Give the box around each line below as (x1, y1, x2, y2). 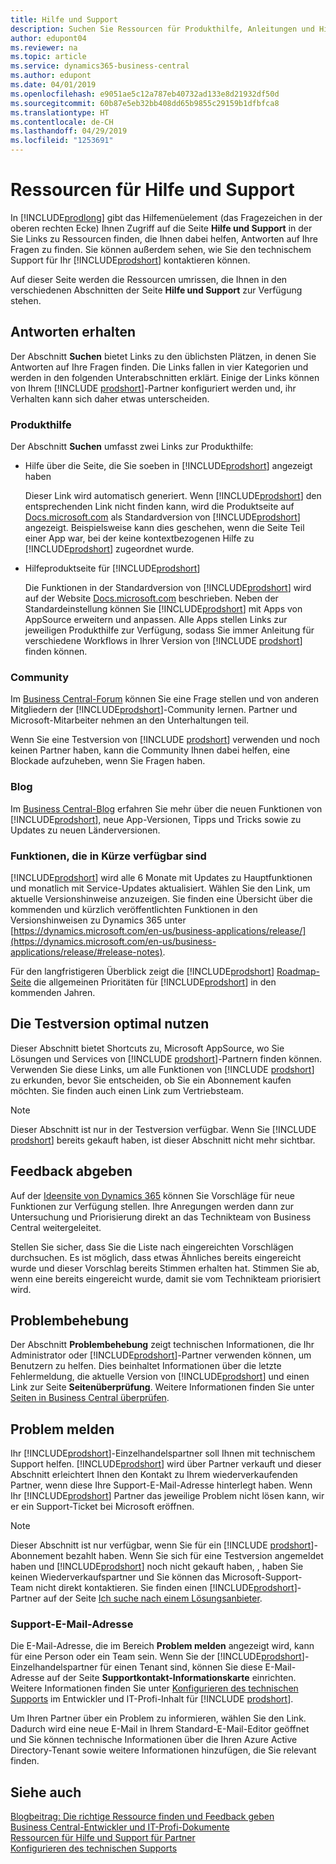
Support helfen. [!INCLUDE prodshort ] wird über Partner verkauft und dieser (10, 1458, 322, 1470)
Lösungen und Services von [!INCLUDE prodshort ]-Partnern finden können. (10, 1052, 323, 1065)
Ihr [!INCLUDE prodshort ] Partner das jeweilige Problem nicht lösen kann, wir (10, 1490, 325, 1502)
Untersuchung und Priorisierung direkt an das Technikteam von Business (10, 1211, 312, 1223)
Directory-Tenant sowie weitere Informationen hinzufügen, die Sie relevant (10, 1744, 317, 1756)
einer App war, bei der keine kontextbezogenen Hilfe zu (24, 532, 255, 545)
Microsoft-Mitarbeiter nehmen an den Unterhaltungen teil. (10, 714, 250, 726)
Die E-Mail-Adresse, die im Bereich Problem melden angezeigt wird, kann (10, 1640, 315, 1652)
